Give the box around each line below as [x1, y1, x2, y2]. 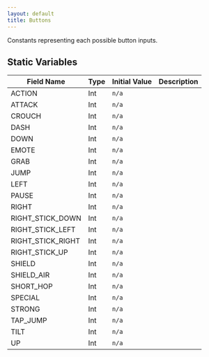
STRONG [10, 305, 40, 314]
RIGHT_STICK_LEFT [10, 225, 76, 235]
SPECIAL [10, 293, 40, 303]
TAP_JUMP [10, 316, 47, 326]
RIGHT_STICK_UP [10, 247, 68, 257]
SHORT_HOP [10, 282, 54, 291]
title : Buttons [7, 17, 52, 24]
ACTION [10, 89, 38, 99]
